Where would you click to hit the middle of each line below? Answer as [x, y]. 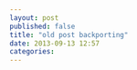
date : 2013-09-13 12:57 [55, 43]
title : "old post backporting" [69, 35]
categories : [32, 52]
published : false [42, 26]
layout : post [34, 18]
